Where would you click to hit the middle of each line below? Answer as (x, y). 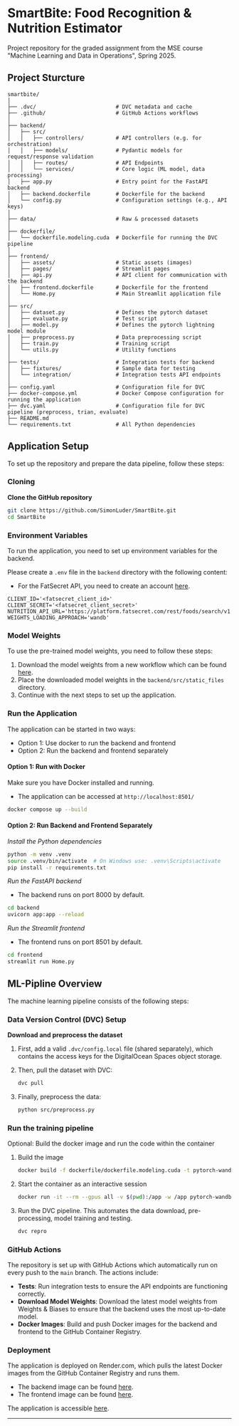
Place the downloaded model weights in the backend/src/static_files (121, 680)
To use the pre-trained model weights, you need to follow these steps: (110, 651)
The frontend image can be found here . (75, 1395)
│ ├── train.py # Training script (89, 343)
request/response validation (51, 157)
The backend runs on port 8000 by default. (81, 895)
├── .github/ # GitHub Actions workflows (103, 113)
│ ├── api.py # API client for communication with (117, 275)
